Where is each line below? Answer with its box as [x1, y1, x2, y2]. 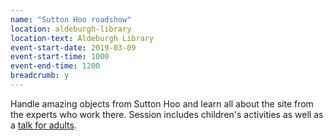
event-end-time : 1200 [10, 61, 101, 71]
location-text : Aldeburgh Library [10, 33, 155, 43]
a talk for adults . [10, 119, 77, 131]
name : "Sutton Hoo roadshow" [10, 14, 132, 25]
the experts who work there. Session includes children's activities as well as [10, 108, 324, 120]
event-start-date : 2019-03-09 [10, 42, 137, 53]
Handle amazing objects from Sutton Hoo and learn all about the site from [10, 97, 314, 110]
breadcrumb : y [10, 71, 70, 81]
